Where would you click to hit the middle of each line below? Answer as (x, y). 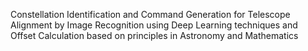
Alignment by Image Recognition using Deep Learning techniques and (154, 25)
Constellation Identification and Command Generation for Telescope (150, 14)
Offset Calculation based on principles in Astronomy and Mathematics (154, 35)
